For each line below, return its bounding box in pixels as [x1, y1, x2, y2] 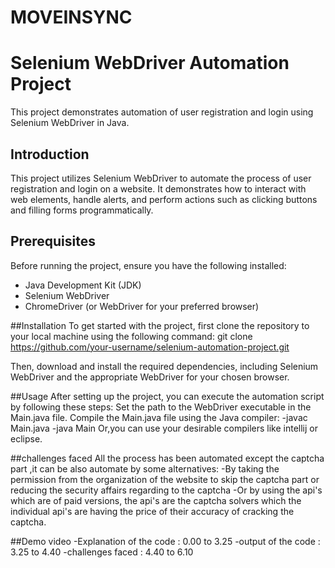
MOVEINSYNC [10, 6, 133, 29]
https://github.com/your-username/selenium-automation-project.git [10, 341, 290, 353]
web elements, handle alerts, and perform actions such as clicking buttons [10, 193, 318, 205]
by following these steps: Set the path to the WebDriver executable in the [10, 401, 312, 413]
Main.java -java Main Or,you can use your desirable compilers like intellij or [10, 422, 318, 434]
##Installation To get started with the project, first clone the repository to [10, 319, 310, 331]
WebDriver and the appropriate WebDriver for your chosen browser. [10, 371, 290, 383]
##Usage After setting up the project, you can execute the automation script [10, 390, 325, 402]
